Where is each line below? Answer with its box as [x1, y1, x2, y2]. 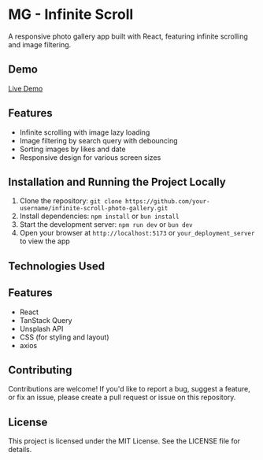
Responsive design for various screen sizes [19, 152, 161, 162]
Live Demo [8, 83, 43, 93]
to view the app [19, 236, 71, 246]
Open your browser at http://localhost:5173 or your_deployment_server [19, 228, 255, 238]
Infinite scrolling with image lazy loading [19, 128, 150, 137]
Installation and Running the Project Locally [8, 175, 226, 188]
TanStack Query [19, 315, 72, 325]
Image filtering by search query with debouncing [19, 135, 179, 145]
